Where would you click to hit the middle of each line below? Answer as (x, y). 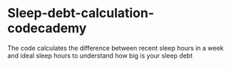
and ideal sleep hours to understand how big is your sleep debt (100, 56)
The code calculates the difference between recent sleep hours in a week (115, 48)
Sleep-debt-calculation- (81, 13)
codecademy (47, 28)
